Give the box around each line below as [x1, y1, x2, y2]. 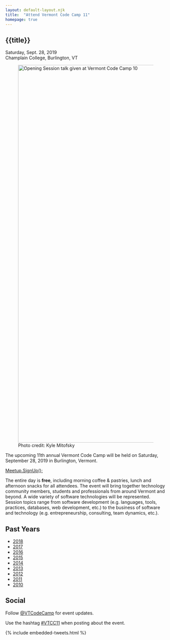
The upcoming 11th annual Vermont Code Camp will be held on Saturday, [5, 452, 159, 458]
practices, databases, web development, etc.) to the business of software [5, 504, 160, 510]
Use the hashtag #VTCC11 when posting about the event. [5, 620, 125, 626]
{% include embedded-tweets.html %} [5, 629, 87, 635]
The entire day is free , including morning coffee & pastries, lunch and [5, 477, 152, 483]
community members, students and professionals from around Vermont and [5, 488, 165, 495]
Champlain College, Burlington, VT [5, 55, 78, 61]
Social [5, 596, 26, 605]
